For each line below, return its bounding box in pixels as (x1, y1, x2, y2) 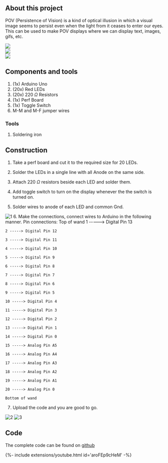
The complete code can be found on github (5, 442, 95, 448)
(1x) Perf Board (12, 97, 44, 103)
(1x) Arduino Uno (12, 80, 48, 87)
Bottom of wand (5, 396, 37, 401)
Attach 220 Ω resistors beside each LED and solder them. (12, 178, 131, 185)
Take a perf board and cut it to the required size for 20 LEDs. (12, 159, 138, 165)
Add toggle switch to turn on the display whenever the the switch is (12, 189, 152, 195)
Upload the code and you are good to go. (12, 404, 98, 410)
